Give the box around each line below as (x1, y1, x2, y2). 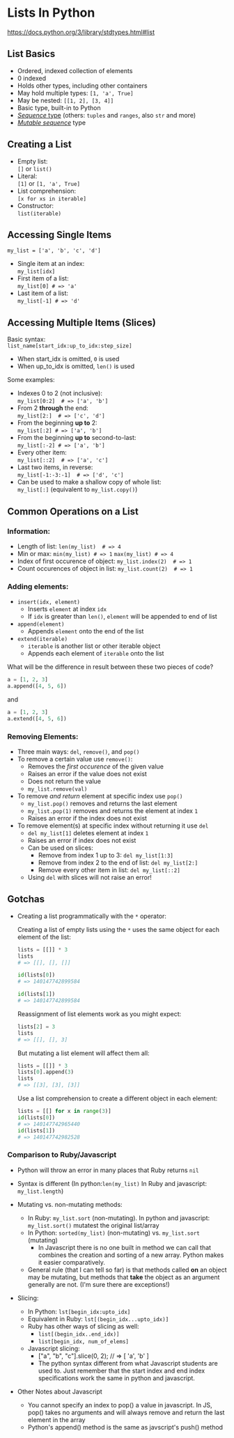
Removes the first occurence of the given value (27, 762, 164, 771)
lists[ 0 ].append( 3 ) (17, 1068, 75, 1076)
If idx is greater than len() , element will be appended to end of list (27, 613, 217, 621)
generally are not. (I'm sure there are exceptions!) (27, 1280, 171, 1288)
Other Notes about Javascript (17, 1387, 102, 1396)
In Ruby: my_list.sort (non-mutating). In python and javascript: (27, 1213, 210, 1222)
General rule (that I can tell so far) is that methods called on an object (27, 1265, 227, 1274)
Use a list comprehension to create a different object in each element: (17, 1094, 218, 1103)
